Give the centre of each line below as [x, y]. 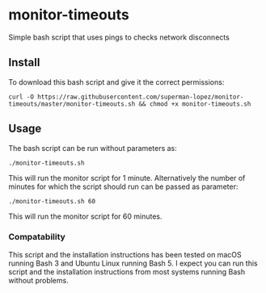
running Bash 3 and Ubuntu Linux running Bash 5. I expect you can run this [133, 263]
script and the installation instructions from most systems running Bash [127, 271]
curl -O [21, 97]
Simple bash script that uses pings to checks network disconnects [119, 37]
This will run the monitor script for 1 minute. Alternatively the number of [127, 178]
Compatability [37, 237]
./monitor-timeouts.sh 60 [52, 201]
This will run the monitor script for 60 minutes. [86, 216]
